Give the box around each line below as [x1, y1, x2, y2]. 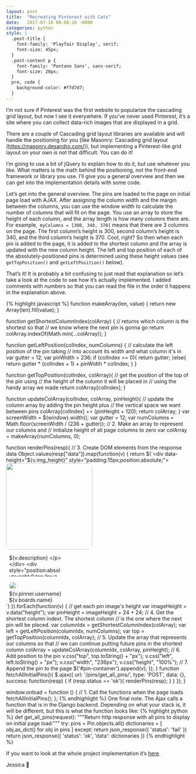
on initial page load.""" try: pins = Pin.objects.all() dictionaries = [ [6, 720, 163, 727]
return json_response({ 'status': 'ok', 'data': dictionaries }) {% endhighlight [6, 732, 185, 739]
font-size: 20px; [16, 69, 59, 74]
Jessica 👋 [6, 761, 30, 768]
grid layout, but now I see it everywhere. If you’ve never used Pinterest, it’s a [6, 112, 190, 120]
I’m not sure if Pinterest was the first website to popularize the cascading [6, 106, 183, 113]
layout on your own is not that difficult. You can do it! [6, 149, 133, 156]
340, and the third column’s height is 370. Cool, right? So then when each [6, 234, 183, 241]
